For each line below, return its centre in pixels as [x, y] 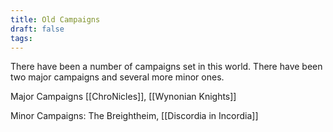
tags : [21, 38]
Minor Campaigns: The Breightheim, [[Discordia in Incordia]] [134, 116]
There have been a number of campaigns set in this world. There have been [166, 67]
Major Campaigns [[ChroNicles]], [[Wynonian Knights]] [123, 97]
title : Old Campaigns [55, 19]
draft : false [37, 29]
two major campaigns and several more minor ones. [117, 77]
